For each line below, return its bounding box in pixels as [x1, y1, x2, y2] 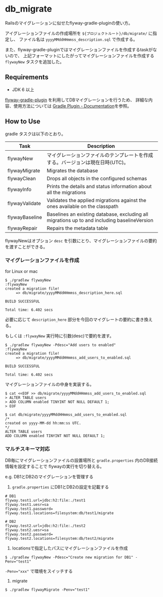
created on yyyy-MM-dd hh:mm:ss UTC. [5, 421, 81, 425]
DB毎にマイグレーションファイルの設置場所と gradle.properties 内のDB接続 [5, 457, 158, 463]
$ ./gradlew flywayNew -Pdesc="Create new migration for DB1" [5, 555, 133, 560]
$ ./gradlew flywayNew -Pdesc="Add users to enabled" [5, 343, 116, 347]
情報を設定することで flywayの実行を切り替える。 [5, 464, 104, 470]
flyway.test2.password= [5, 532, 53, 537]
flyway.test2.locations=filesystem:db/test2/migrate [5, 536, 114, 541]
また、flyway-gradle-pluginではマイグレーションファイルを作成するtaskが [5, 47, 153, 52]
